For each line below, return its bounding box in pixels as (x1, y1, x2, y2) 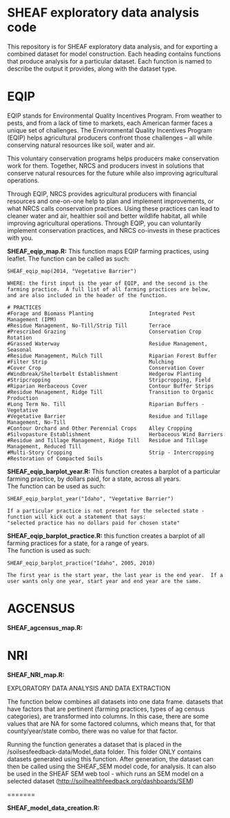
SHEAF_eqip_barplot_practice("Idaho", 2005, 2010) (7, 560, 156, 567)
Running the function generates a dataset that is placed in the (7, 740, 182, 748)
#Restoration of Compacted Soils (7, 455, 103, 462)
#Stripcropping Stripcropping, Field (7, 377, 211, 383)
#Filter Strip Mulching (7, 358, 174, 365)
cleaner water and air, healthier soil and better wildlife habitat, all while (7, 211, 207, 220)
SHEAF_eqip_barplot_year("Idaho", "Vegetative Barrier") (7, 495, 174, 502)
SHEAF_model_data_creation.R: (7, 803, 100, 812)
